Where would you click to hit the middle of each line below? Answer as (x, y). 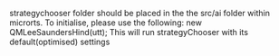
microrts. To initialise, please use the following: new (106, 23)
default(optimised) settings (60, 42)
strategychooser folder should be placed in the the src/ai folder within (139, 13)
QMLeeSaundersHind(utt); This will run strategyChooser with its (129, 32)
